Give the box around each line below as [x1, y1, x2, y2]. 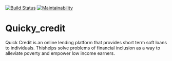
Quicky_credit [5, 23, 66, 34]
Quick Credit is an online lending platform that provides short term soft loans [5, 39, 167, 45]
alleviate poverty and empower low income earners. [5, 50, 116, 56]
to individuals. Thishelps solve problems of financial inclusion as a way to [5, 45, 161, 51]
